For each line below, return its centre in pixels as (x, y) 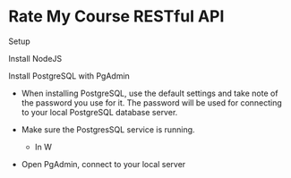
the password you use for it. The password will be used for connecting (152, 102)
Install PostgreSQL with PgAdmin (69, 76)
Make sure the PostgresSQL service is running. (108, 129)
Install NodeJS (35, 58)
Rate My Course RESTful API (116, 17)
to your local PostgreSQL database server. (99, 112)
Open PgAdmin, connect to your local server (103, 164)
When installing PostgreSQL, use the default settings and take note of (150, 93)
